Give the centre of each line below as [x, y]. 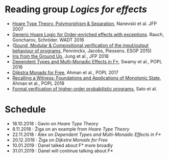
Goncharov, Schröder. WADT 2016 [48, 40]
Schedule [26, 110]
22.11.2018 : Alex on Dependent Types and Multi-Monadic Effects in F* [87, 134]
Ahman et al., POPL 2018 [38, 83]
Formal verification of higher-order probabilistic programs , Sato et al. [84, 88]
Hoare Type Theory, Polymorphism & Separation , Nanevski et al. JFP [84, 24]
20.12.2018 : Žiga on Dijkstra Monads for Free [60, 140]
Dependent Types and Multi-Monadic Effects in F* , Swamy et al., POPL [87, 61]
